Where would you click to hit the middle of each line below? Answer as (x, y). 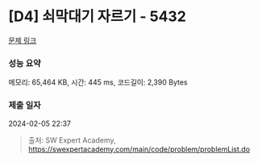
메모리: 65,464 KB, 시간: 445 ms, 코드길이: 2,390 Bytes (98, 82)
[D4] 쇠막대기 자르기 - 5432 (98, 17)
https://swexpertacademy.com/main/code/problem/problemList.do (139, 149)
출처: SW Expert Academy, (72, 140)
